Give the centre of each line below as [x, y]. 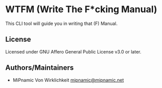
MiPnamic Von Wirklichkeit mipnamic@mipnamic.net [68, 80]
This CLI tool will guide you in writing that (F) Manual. [62, 23]
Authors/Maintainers [40, 68]
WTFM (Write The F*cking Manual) [81, 9]
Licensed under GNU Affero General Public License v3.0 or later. [74, 51]
